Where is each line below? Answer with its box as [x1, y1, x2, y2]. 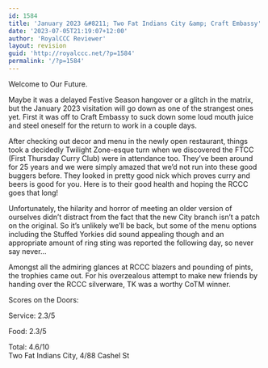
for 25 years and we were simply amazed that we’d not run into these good [8, 162, 258, 171]
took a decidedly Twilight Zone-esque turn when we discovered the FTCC [8, 145, 254, 154]
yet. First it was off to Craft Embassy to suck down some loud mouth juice [8, 112, 254, 121]
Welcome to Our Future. [8, 78, 88, 89]
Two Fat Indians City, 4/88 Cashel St [8, 350, 130, 360]
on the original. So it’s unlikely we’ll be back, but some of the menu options [8, 220, 257, 231]
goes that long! [8, 188, 59, 197]
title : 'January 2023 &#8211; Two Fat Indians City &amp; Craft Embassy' [8, 19, 262, 27]
